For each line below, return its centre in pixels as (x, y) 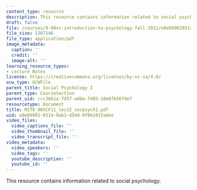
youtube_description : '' (42, 159)
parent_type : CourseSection (40, 93)
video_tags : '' (30, 153)
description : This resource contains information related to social (91, 17)
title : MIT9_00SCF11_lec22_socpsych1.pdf (57, 110)
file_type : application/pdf (40, 39)
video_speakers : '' (35, 148)
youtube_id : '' (30, 164)
